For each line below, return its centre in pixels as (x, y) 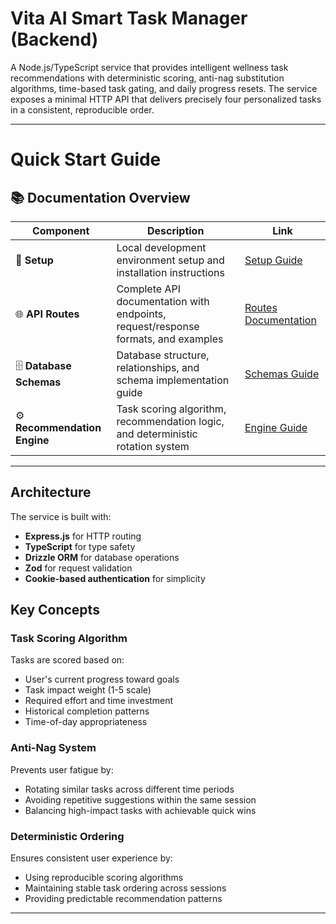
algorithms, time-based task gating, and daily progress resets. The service (164, 88)
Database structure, (163, 355)
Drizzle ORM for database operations (102, 557)
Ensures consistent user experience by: (91, 858)
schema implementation (173, 380)
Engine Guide (276, 427)
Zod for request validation (78, 568)
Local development (161, 247)
